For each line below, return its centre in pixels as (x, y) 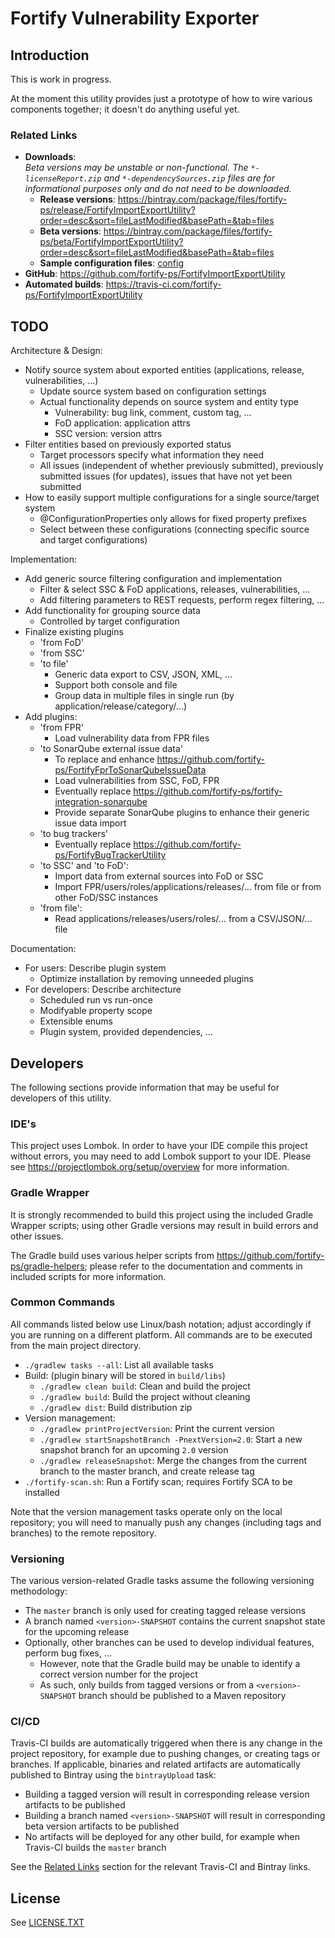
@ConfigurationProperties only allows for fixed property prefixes (173, 519)
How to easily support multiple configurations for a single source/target (172, 498)
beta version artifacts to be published (102, 1826)
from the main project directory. (76, 1345)
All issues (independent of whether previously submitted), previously (181, 466)
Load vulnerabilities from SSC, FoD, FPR (137, 781)
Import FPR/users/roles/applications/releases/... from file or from (188, 887)
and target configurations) (93, 540)
